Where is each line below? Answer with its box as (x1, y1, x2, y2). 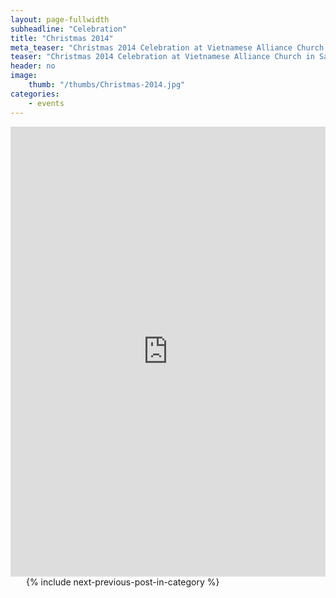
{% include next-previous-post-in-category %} (25, 576, 220, 588)
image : (10, 71, 38, 81)
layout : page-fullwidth (10, 14, 110, 25)
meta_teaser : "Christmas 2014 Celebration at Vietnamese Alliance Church (10, 42, 325, 53)
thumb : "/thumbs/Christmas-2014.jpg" (28, 80, 186, 90)
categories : (10, 89, 60, 99)
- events (28, 98, 65, 108)
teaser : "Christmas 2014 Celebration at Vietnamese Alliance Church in (10, 52, 315, 62)
